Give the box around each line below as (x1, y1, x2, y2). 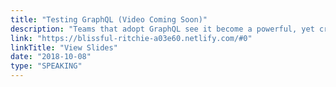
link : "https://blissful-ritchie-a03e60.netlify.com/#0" (10, 33, 253, 43)
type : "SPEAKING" (10, 61, 83, 71)
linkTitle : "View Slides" (10, 42, 118, 53)
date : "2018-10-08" (10, 52, 92, 62)
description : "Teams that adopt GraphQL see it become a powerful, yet (10, 24, 315, 34)
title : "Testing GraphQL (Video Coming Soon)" (10, 14, 208, 25)
